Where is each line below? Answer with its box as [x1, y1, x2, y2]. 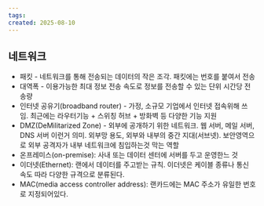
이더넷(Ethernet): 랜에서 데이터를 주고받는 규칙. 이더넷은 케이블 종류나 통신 [19, 160, 250, 169]
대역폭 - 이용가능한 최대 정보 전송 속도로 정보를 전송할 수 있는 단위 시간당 [19, 81, 243, 91]
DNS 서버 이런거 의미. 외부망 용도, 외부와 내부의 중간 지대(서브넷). [19, 131, 222, 140]
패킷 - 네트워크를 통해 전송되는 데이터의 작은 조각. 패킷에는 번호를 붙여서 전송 [19, 72, 255, 81]
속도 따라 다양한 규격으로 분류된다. [19, 170, 125, 179]
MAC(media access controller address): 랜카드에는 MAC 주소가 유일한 [19, 179, 242, 189]
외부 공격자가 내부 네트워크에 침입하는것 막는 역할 [27, 140, 179, 150]
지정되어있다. [27, 190, 68, 199]
